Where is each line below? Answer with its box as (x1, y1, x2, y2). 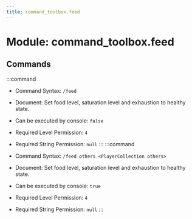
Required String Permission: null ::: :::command (15, 140, 135, 147)
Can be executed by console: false (15, 116, 104, 124)
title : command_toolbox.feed (6, 8, 80, 15)
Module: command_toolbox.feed (6, 35, 174, 49)
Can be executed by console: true (15, 182, 101, 189)
